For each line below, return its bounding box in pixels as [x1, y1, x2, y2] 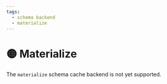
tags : [6, 8, 20, 15]
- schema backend [11, 14, 56, 20]
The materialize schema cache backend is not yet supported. [6, 71, 162, 78]
